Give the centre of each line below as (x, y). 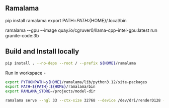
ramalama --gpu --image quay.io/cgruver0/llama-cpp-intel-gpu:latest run (81, 30)
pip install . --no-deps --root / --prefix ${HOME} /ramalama (71, 63)
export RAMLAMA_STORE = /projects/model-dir (50, 91)
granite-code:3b (22, 35)
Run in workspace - (26, 73)
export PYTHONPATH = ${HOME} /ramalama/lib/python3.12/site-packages (76, 82)
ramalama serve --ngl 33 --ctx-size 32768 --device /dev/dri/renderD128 (83, 100)
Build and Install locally (42, 52)
